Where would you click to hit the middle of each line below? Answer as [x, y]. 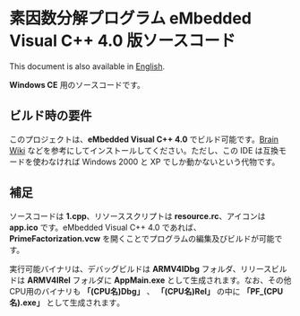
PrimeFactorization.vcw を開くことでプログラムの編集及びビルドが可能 [142, 238]
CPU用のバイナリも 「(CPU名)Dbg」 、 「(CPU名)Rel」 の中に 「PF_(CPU [146, 291]
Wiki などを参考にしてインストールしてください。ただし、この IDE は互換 [144, 150]
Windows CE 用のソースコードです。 [77, 84]
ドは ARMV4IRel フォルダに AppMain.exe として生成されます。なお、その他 [150, 280]
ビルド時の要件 [51, 116]
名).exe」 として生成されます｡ [65, 303]
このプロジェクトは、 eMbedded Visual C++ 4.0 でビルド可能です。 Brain [144, 139]
